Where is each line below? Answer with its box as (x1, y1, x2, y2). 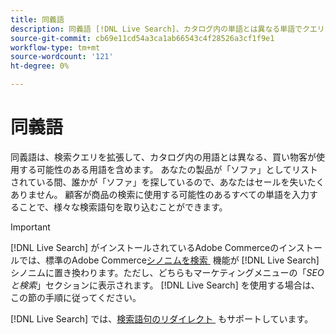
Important (10, 221, 51, 233)
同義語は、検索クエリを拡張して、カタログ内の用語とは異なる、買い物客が (10, 151, 317, 163)
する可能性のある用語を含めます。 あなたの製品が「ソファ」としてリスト (18, 163, 319, 175)
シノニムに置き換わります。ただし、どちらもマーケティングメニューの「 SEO (10, 266, 325, 278)
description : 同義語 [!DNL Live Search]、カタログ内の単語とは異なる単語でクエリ (10, 24, 325, 34)
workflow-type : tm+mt (10, 42, 101, 53)
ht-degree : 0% (10, 61, 70, 71)
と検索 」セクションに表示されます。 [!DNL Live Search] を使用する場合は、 (10, 279, 320, 291)
